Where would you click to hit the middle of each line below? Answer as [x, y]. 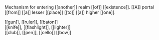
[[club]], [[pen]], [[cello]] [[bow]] [38, 32]
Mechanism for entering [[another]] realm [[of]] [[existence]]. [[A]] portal [79, 7]
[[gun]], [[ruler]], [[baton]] [31, 22]
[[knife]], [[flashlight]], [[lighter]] [38, 27]
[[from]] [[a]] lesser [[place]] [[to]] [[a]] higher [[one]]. [60, 12]
